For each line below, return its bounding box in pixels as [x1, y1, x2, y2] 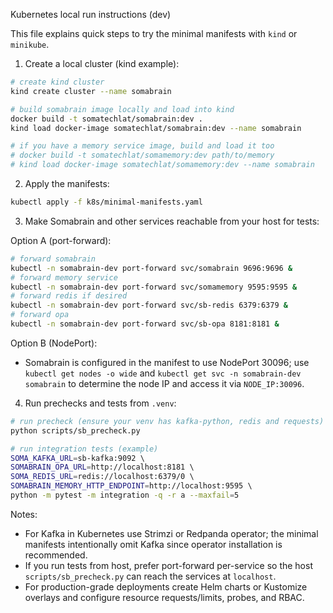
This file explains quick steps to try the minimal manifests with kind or [10, 28, 298, 39]
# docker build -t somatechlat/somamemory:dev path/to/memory [10, 150, 275, 161]
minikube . [10, 39, 50, 50]
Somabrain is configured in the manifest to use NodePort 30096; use [24, 356, 310, 368]
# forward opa [10, 310, 70, 320]
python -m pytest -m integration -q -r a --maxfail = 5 [10, 490, 240, 500]
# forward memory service [10, 272, 118, 283]
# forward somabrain [10, 254, 97, 264]
